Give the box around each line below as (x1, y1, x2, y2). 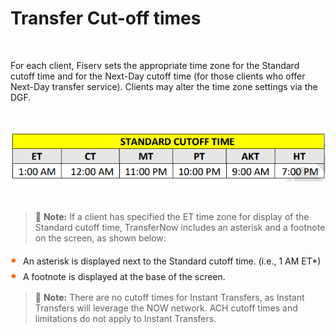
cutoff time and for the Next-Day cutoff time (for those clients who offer (10, 70, 306, 82)
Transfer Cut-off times (10, 7, 202, 30)
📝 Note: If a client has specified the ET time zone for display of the (34, 211, 310, 223)
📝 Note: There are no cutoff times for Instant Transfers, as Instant (34, 292, 305, 304)
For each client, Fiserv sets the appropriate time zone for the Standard (10, 59, 300, 71)
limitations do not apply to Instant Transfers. (34, 313, 217, 325)
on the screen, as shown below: (34, 232, 167, 244)
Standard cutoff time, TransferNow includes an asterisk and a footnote (34, 222, 326, 234)
